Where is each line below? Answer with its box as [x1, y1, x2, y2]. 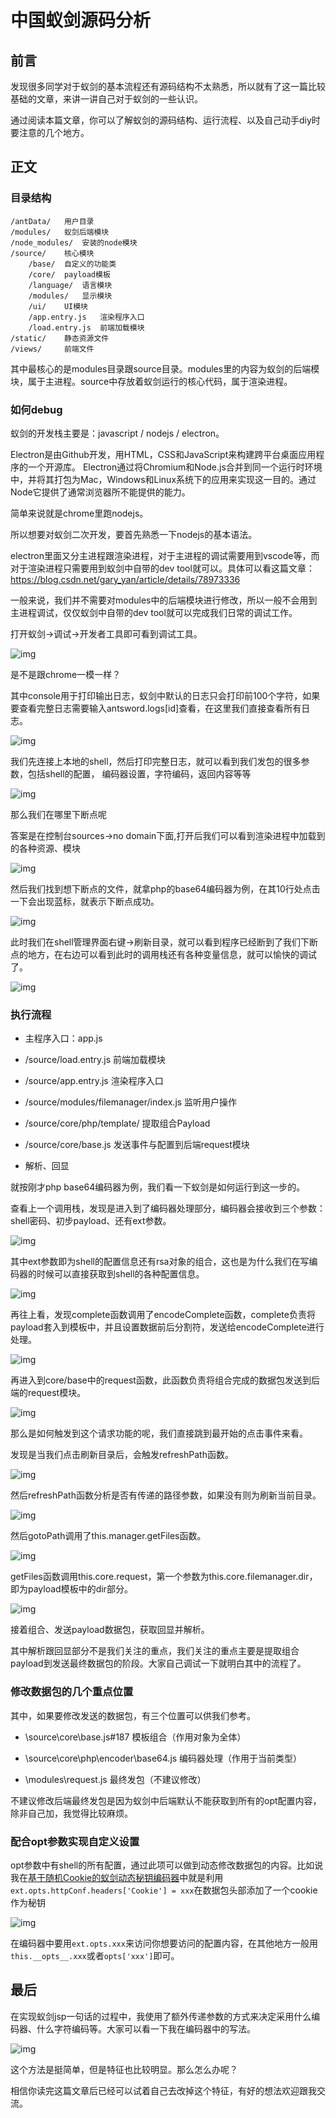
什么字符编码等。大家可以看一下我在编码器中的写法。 [36, 2022, 256, 2035]
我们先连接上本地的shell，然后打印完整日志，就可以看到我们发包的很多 [10, 755, 302, 767]
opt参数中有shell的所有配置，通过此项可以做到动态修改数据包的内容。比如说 [10, 1859, 324, 1871]
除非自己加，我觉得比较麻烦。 [10, 1807, 133, 1819]
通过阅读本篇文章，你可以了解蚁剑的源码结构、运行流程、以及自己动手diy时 [10, 114, 321, 126]
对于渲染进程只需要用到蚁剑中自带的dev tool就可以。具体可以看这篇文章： [10, 562, 315, 574]
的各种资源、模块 [10, 842, 81, 854]
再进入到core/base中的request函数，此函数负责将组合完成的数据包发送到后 [10, 1374, 320, 1386]
